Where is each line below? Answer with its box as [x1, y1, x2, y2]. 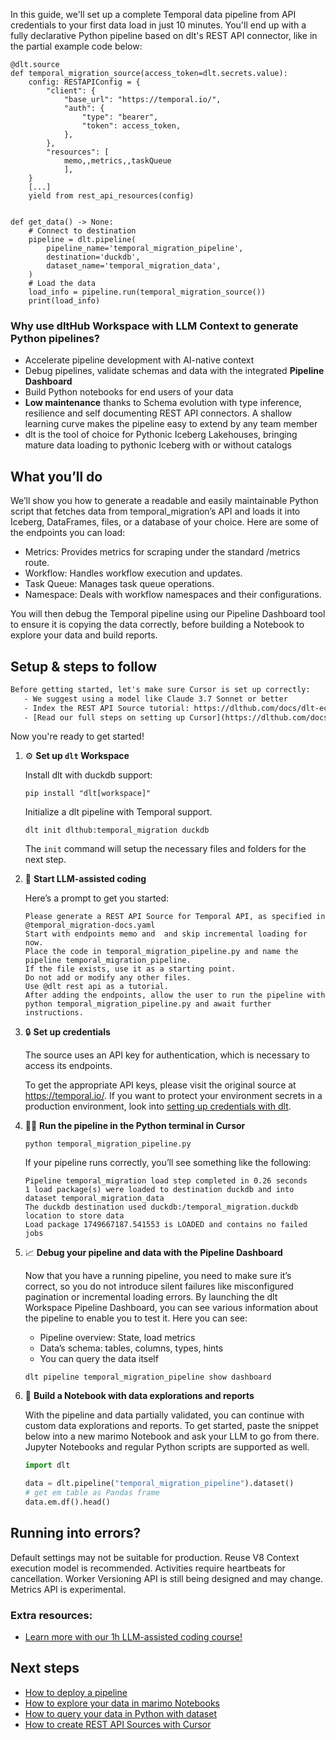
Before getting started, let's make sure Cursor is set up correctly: [10, 684, 311, 694]
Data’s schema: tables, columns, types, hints [39, 1342, 224, 1354]
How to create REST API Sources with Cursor [24, 1718, 212, 1730]
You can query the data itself [39, 1353, 159, 1365]
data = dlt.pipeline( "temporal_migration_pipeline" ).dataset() [24, 1479, 295, 1489]
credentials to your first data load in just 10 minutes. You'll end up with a [10, 19, 307, 31]
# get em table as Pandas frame [24, 1488, 160, 1498]
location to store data [24, 1211, 125, 1221]
